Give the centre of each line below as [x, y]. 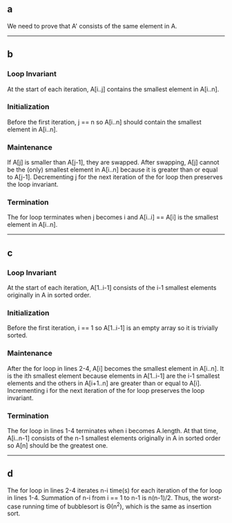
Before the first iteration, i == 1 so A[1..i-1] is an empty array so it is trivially [113, 328]
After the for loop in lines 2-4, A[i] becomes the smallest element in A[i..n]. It [116, 368]
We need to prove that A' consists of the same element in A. [92, 26]
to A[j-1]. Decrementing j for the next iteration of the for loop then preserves [115, 177]
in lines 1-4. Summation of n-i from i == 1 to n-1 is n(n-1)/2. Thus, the [104, 497]
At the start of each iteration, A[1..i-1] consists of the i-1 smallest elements [112, 288]
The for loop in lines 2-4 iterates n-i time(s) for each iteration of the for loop [115, 490]
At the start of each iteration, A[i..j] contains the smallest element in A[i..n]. [113, 89]
